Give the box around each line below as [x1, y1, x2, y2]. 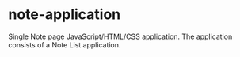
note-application [8, 6, 121, 24]
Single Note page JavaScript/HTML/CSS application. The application [8, 32, 233, 41]
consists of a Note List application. [8, 40, 121, 49]
